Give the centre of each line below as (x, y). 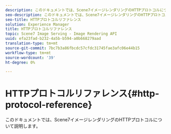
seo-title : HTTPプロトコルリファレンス (43, 19)
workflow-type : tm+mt (28, 53)
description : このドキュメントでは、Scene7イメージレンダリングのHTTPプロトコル (83, 10)
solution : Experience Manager (37, 24)
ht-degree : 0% (20, 62)
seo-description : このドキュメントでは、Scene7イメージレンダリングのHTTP (78, 15)
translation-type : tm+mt (32, 43)
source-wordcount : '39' (31, 58)
